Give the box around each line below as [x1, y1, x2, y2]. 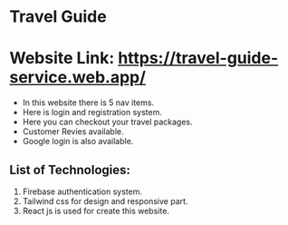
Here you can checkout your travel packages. [22, 116, 193, 128]
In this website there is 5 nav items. [22, 97, 155, 108]
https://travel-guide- [117, 48, 279, 69]
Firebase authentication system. [22, 186, 143, 197]
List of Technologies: [9, 161, 131, 178]
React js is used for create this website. [22, 205, 170, 216]
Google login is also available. [22, 136, 134, 147]
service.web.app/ [9, 67, 147, 88]
